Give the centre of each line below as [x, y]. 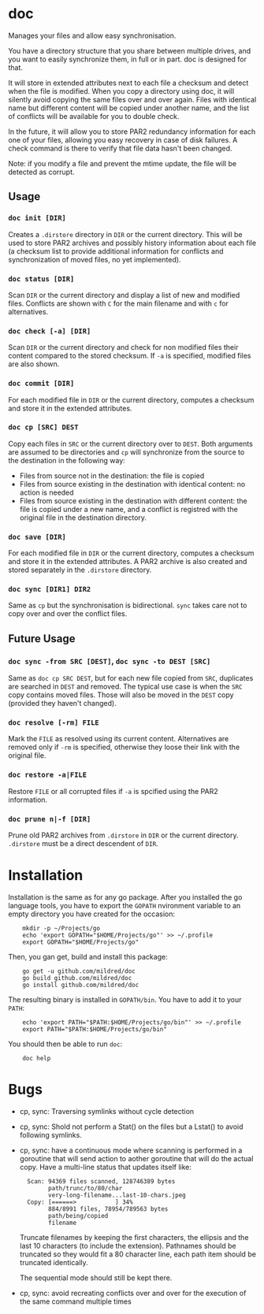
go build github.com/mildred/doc [77, 978]
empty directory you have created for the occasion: [92, 914]
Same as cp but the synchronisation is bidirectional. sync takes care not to [128, 605]
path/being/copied [78, 1216]
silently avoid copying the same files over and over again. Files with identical [132, 99]
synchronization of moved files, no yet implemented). [95, 259]
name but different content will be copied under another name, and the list [129, 108]
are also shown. [34, 364]
